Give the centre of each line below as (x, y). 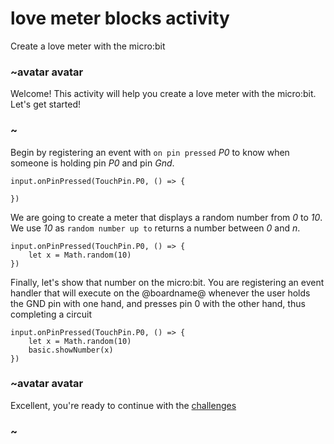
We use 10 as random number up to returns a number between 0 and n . (155, 228)
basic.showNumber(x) (71, 350)
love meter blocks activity (120, 18)
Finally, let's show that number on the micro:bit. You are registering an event (167, 282)
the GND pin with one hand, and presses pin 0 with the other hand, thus (158, 303)
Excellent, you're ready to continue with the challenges (123, 405)
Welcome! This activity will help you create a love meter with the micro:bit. (163, 94)
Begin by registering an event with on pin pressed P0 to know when (150, 152)
